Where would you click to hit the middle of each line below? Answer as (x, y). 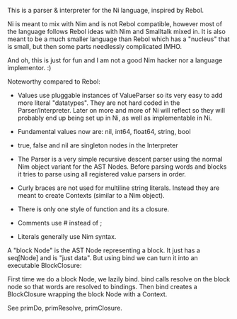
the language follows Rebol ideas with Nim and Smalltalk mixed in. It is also (117, 32)
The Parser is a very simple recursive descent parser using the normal (120, 159)
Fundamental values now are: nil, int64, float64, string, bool (104, 131)
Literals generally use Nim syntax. (67, 236)
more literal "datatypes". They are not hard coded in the (99, 103)
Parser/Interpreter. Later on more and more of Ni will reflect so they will (121, 110)
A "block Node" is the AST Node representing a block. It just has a (104, 250)
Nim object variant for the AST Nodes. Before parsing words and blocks (122, 167)
